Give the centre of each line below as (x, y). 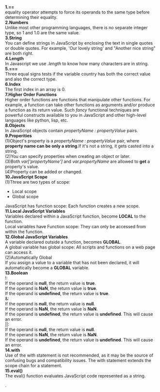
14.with (13, 350)
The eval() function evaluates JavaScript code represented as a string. (75, 376)
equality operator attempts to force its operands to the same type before (77, 12)
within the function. (24, 232)
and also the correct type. (31, 79)
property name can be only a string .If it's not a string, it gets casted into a (80, 146)
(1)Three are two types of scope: (38, 182)
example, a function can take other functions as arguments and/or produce (80, 105)
